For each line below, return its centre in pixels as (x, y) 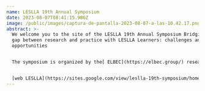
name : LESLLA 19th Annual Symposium (53, 12)
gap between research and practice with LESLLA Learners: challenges (102, 40)
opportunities (30, 46)
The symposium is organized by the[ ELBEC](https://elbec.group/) (98, 62)
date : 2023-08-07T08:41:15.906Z (47, 18)
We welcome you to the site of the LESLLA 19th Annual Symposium (97, 35)
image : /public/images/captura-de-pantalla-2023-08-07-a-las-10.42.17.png (103, 23)
